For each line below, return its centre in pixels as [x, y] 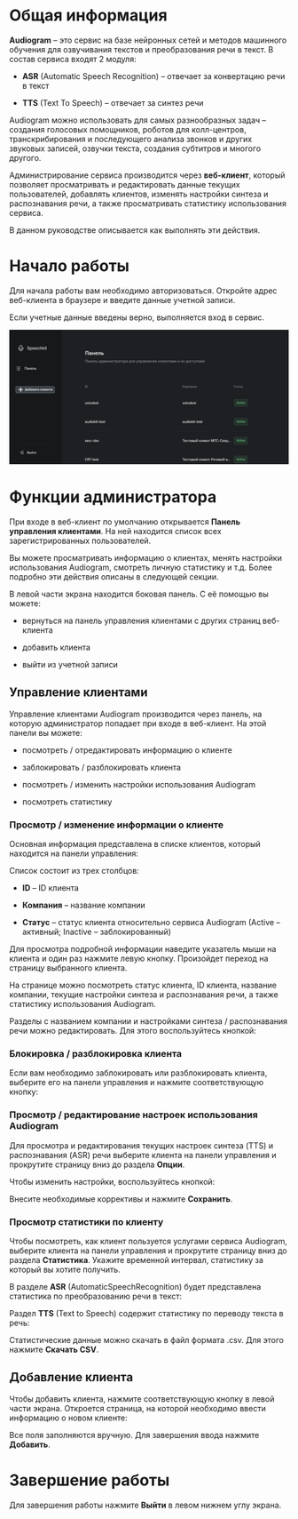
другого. [25, 157]
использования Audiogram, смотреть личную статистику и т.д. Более [141, 567]
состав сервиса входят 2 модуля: [73, 59]
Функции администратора [113, 497]
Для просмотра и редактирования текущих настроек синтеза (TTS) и [141, 1145]
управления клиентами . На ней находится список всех [115, 531]
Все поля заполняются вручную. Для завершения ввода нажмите [134, 1435]
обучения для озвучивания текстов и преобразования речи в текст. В [141, 49]
